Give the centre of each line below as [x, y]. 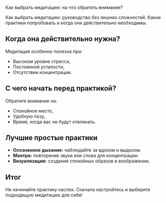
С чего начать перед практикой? [61, 89]
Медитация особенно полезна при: [44, 51]
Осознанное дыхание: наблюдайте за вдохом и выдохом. [77, 150]
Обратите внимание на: [31, 101]
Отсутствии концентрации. [42, 72]
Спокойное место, [33, 110]
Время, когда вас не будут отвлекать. [54, 122]
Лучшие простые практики [51, 138]
